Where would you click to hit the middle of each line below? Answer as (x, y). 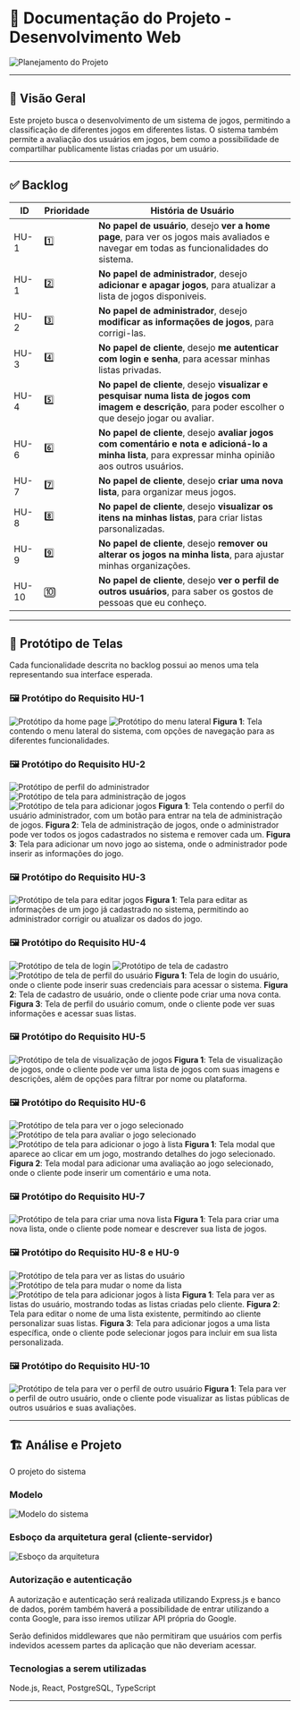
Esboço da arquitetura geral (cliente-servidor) (111, 1537)
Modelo (26, 1494)
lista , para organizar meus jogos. (167, 491)
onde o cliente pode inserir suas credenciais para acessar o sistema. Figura (149, 984)
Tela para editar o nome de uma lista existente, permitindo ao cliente (135, 1314)
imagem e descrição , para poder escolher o (191, 406)
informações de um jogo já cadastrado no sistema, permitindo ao (129, 910)
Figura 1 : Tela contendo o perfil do (221, 805)
